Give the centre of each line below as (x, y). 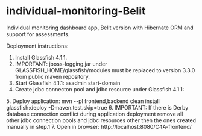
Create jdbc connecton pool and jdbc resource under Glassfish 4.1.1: (99, 89)
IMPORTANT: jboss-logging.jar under (61, 64)
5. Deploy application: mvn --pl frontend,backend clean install (83, 101)
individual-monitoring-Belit (76, 11)
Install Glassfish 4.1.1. (41, 57)
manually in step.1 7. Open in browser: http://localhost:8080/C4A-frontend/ (99, 126)
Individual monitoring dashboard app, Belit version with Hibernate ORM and (100, 28)
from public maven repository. (52, 76)
